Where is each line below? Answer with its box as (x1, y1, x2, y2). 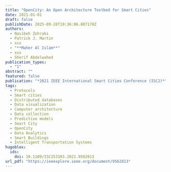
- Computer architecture (10, 107, 63, 112)
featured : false (5, 74, 40, 79)
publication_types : (5, 60, 47, 65)
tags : (5, 83, 17, 88)
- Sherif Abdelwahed (10, 54, 53, 60)
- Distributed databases (10, 97, 63, 102)
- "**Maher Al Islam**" (10, 45, 60, 50)
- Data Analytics (10, 130, 47, 135)
